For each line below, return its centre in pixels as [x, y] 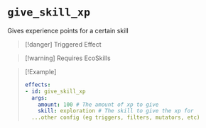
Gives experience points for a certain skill [68, 30]
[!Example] [40, 71]
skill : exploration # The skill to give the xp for [116, 111]
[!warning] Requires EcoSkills [68, 58]
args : [39, 98]
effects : [38, 85]
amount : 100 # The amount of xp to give [98, 105]
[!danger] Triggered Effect [63, 44]
